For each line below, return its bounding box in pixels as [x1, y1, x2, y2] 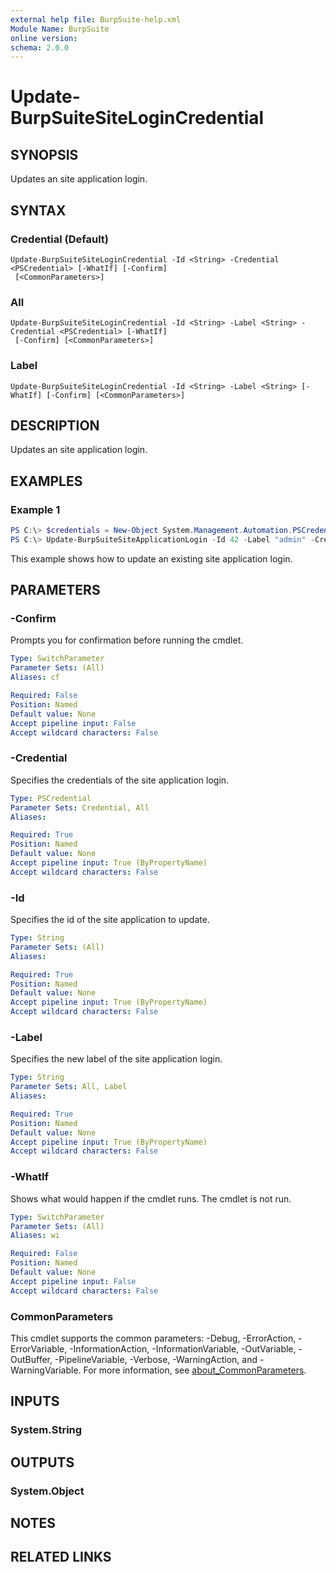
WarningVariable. [10, 1364, 82, 1376]
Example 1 [10, 502, 61, 516]
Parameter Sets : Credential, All [10, 802, 150, 813]
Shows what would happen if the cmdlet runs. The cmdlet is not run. [10, 1192, 292, 1205]
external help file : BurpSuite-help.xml [10, 14, 182, 25]
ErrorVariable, [10, 1342, 68, 1355]
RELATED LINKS [10, 1549, 112, 1566]
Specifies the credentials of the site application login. [10, 774, 230, 786]
